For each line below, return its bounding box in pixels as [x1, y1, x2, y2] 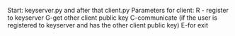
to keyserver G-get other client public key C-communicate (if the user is [7, 13, 218, 22]
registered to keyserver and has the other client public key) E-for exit [7, 21, 209, 29]
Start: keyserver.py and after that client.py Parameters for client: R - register [7, 6, 229, 14]
